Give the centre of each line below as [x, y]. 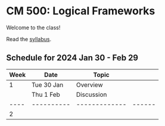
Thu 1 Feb [46, 94]
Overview [89, 85]
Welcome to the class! [33, 27]
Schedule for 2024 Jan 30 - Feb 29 [72, 58]
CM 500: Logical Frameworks [81, 11]
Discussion [91, 94]
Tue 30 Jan [48, 85]
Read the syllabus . [29, 39]
